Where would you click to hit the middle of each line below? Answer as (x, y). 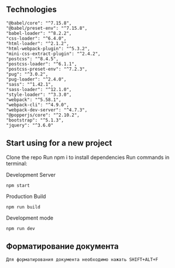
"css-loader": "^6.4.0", (36, 38)
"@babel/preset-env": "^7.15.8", (47, 28)
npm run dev (20, 228)
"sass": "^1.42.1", (30, 84)
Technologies (32, 10)
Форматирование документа (62, 247)
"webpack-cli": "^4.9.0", (37, 105)
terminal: (17, 163)
